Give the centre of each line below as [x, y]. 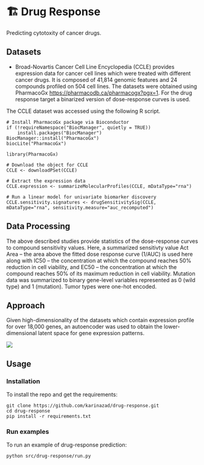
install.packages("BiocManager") [60, 133]
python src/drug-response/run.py [49, 456]
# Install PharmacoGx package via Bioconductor [68, 122]
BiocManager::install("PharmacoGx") [53, 138]
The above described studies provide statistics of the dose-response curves [102, 241]
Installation [23, 381]
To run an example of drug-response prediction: [67, 445]
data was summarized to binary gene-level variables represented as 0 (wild [101, 280]
